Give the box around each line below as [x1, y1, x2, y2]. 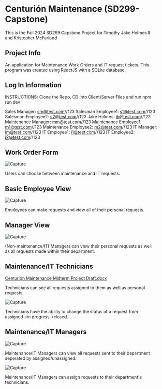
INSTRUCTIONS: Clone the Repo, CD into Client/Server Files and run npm [5, 94, 151, 100]
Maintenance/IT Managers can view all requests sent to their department [5, 350, 150, 356]
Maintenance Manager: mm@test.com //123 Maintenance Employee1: [5, 119, 142, 125]
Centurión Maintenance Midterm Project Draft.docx [5, 275, 107, 281]
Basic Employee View [5, 184, 71, 193]
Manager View [5, 221, 50, 229]
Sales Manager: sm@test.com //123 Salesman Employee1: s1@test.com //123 [5, 108, 156, 114]
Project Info [5, 49, 41, 57]
